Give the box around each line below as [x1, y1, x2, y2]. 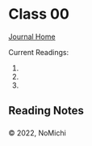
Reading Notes [8, 104, 85, 118]
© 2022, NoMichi [8, 128, 66, 138]
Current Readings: [8, 47, 69, 57]
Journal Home [8, 32, 56, 41]
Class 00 [8, 5, 70, 24]
